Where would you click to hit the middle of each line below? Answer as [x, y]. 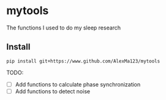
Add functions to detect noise [53, 91]
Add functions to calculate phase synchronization [78, 84]
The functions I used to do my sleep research [64, 28]
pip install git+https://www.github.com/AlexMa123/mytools [83, 61]
